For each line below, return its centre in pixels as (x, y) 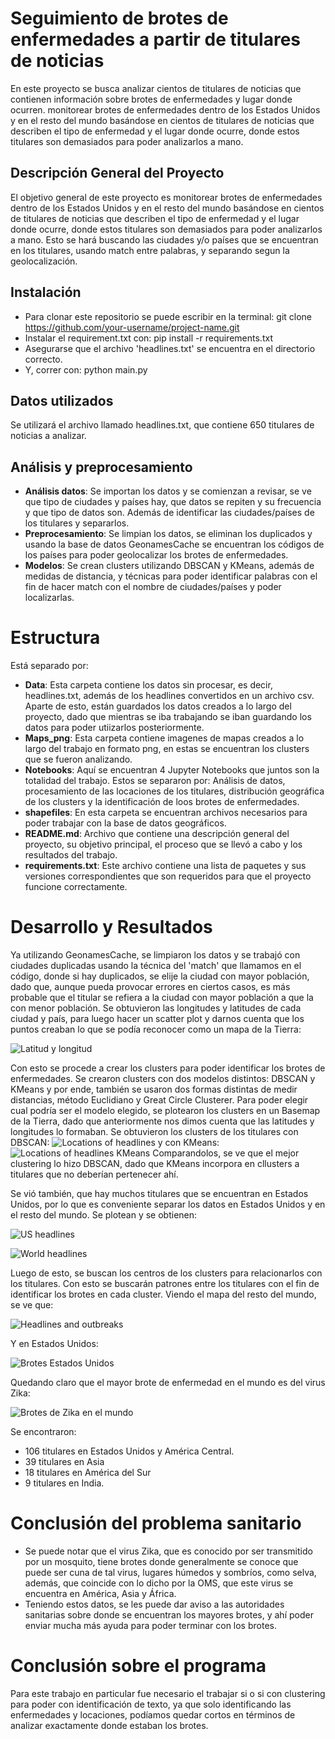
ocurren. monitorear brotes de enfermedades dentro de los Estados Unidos (165, 109)
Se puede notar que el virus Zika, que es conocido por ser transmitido (168, 1551)
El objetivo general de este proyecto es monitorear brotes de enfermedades (166, 197)
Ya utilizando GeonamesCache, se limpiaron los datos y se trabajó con (155, 955)
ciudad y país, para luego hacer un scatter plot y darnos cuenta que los (157, 1019)
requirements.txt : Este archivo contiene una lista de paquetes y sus (165, 866)
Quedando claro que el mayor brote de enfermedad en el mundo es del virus (168, 1383)
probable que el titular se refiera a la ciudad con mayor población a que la (162, 998)
